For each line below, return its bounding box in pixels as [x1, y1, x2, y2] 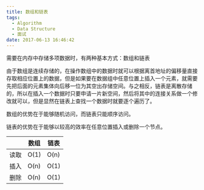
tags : [6, 15, 20, 21]
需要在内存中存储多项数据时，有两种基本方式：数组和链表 [6, 54, 150, 61]
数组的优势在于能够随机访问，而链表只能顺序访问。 [6, 110, 134, 117]
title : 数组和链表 [6, 8, 49, 15]
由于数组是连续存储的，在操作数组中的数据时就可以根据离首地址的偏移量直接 [6, 67, 198, 74]
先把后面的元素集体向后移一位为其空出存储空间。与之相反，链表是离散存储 [6, 82, 192, 90]
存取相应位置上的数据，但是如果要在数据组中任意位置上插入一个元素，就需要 [6, 75, 198, 82]
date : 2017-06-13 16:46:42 [6, 37, 75, 43]
